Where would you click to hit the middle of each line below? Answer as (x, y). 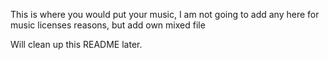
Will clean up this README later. (76, 44)
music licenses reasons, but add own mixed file (108, 25)
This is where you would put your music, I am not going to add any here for (165, 14)
